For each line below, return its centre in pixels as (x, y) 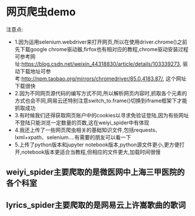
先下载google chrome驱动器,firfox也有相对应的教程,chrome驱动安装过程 (102, 49)
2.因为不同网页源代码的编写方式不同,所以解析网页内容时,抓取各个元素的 (101, 93)
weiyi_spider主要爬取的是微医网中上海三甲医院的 (95, 172)
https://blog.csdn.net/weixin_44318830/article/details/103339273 (101, 64)
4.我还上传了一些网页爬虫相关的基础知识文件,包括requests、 (87, 130)
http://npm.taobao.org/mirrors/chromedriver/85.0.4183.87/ (92, 78)
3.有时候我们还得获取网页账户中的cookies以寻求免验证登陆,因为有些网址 (102, 115)
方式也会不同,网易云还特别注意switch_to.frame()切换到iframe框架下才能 (101, 100)
